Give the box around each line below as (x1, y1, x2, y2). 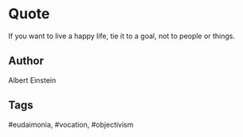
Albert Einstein (8, 75, 57, 84)
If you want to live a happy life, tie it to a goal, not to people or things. (8, 31, 235, 41)
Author (8, 54, 44, 68)
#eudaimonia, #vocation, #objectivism (8, 119, 134, 129)
